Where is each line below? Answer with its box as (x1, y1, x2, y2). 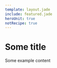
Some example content (5, 58, 51, 64)
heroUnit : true (5, 16, 35, 21)
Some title (5, 42, 46, 52)
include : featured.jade (5, 12, 53, 17)
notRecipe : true (5, 20, 37, 26)
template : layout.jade (5, 7, 50, 12)
